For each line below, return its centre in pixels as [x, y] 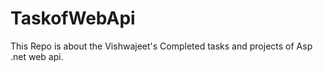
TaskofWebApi [73, 18]
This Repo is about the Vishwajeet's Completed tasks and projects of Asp [161, 46]
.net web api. [37, 56]
